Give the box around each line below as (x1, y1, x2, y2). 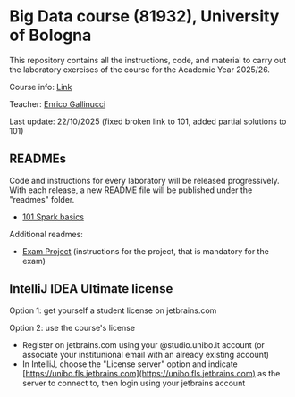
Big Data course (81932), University (9, 6, 280, 27)
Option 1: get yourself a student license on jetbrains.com (9, 305, 217, 316)
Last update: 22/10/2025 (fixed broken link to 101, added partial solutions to (9, 116, 287, 127)
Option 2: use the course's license (9, 322, 136, 333)
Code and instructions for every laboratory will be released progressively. (9, 175, 280, 186)
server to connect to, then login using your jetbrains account (21, 377, 246, 388)
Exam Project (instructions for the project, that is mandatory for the (21, 245, 270, 256)
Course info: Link (9, 81, 72, 92)
